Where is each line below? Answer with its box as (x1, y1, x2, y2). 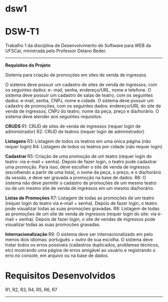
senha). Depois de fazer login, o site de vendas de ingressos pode (19, 216, 155, 222)
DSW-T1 (5, 26, 39, 38)
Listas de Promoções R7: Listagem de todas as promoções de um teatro (5, 195, 154, 201)
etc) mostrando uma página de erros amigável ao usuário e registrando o (5, 247, 156, 253)
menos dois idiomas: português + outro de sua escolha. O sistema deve (5, 236, 153, 243)
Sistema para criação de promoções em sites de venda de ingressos (5, 72, 146, 78)
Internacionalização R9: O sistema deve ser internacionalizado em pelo (5, 231, 153, 237)
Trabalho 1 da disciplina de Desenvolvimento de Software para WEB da (5, 43, 151, 49)
